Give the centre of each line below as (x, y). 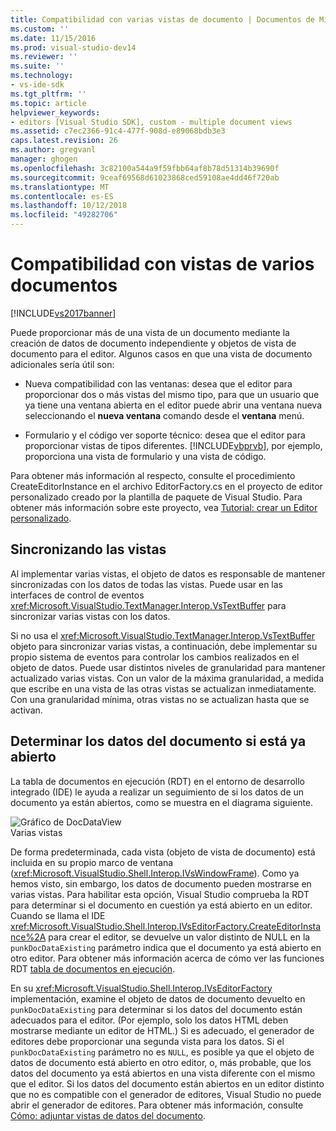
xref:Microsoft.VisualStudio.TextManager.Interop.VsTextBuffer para (148, 605)
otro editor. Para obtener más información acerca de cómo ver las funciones (167, 958)
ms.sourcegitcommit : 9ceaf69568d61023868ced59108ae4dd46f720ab (145, 177)
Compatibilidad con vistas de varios (162, 264)
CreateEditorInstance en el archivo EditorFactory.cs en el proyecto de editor (166, 486)
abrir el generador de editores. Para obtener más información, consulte (157, 1105)
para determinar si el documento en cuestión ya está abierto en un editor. (161, 905)
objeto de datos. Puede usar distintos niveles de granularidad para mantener (168, 667)
